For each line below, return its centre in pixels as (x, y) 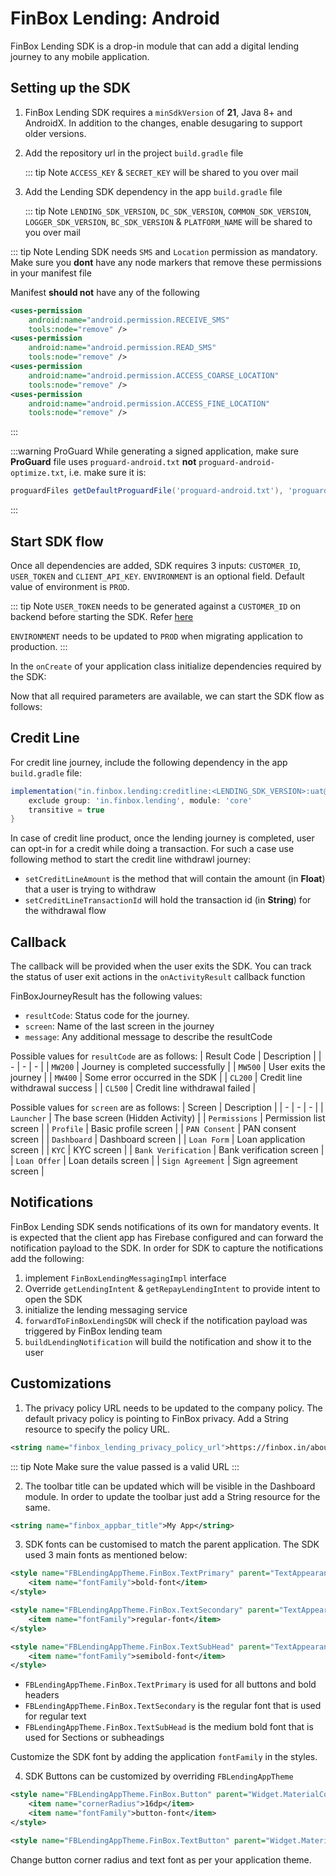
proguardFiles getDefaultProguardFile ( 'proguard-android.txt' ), (147, 491)
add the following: (47, 1258)
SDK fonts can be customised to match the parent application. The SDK (172, 1544)
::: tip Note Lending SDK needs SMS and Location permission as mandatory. (164, 251)
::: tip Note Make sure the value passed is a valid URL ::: (125, 1466)
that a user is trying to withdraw (90, 889)
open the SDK (53, 1299)
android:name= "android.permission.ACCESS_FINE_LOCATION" (149, 403)
